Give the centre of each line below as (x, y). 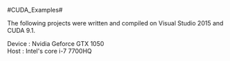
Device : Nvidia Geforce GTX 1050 (56, 44)
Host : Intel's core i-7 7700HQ (49, 51)
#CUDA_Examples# (35, 10)
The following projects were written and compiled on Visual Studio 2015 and (115, 23)
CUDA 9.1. (21, 30)
